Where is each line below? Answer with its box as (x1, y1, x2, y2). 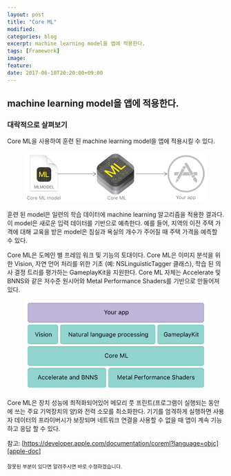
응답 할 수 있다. (19, 425, 61, 433)
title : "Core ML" (7, 18, 57, 26)
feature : (7, 62, 32, 69)
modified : (7, 26, 36, 32)
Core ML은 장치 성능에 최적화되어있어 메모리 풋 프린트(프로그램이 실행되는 (7, 399, 207, 407)
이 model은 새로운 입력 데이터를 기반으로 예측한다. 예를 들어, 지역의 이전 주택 (7, 219, 214, 227)
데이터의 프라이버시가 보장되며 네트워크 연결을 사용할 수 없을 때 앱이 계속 (14, 416, 210, 424)
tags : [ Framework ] (7, 48, 60, 55)
